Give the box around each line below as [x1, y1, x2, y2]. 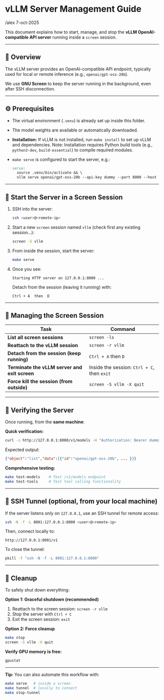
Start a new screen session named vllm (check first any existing [12, 224, 141, 230]
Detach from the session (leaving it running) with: [12, 284, 112, 290]
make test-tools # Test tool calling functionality [5, 479, 121, 484]
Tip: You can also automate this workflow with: [5, 671, 100, 678]
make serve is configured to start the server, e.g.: [12, 156, 110, 162]
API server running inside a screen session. [29, 34, 117, 40]
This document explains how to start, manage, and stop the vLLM [5, 29, 137, 35]
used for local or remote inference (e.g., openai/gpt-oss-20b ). [5, 71, 128, 77]
